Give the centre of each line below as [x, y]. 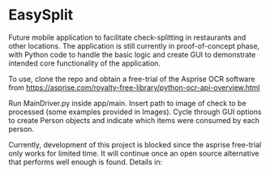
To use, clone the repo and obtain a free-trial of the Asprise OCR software [132, 79]
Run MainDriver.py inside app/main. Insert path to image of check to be [127, 103]
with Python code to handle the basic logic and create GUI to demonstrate [132, 54]
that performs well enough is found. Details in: [86, 162]
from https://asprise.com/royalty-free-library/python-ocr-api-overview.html [135, 87]
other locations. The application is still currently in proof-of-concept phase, [134, 45]
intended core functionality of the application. [84, 63]
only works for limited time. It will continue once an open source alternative [134, 153]
